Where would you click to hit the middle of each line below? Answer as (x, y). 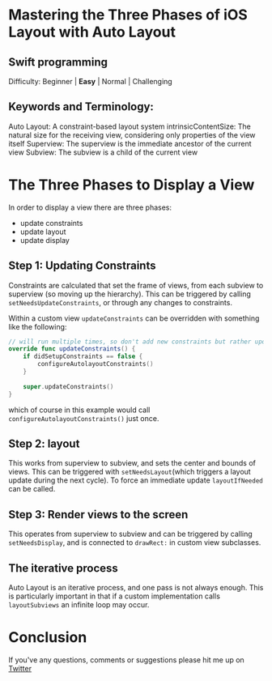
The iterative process (64, 568)
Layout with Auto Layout (92, 32)
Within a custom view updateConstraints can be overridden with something (134, 318)
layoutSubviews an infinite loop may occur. (79, 604)
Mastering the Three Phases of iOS (128, 15)
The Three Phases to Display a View (132, 185)
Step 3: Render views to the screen (98, 515)
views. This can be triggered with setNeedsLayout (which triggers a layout (130, 472)
